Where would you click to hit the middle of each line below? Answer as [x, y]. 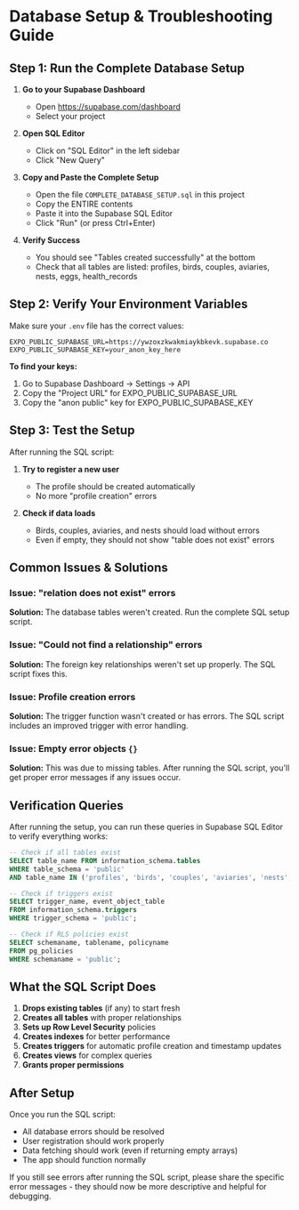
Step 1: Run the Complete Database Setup [127, 68]
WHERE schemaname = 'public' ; [65, 959]
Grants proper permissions [73, 1065]
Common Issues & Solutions [89, 568]
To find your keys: [43, 366]
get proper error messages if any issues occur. [95, 778]
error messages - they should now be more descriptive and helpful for [138, 1187]
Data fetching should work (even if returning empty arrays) [130, 1150]
